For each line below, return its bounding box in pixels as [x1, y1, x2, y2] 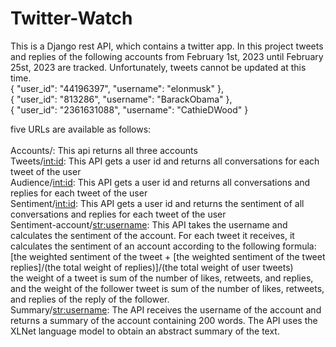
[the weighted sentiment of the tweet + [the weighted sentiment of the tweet [10, 250, 326, 262]
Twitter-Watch [10, 7, 133, 30]
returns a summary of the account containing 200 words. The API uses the [10, 314, 318, 326]
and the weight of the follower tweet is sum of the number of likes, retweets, [10, 282, 325, 294]
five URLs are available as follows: [10, 123, 152, 135]
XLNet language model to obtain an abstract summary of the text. [10, 325, 280, 337]
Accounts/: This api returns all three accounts [10, 144, 198, 156]
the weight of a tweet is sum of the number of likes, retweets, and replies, [10, 272, 314, 284]
